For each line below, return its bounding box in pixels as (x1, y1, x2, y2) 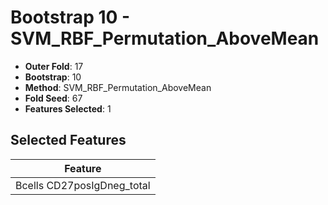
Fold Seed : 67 (24, 92, 83, 104)
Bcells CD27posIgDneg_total (15, 178, 151, 192)
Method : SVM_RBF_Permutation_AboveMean (24, 81, 212, 93)
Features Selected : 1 (24, 102, 112, 115)
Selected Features (10, 132, 127, 149)
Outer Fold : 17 (24, 60, 84, 72)
